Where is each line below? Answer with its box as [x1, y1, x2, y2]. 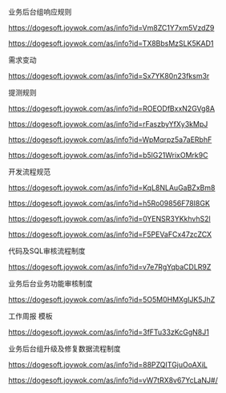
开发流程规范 [8, 167, 50, 176]
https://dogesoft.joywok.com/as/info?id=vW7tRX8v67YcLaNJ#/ [8, 375, 218, 385]
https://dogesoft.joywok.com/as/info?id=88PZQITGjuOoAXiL [8, 360, 208, 369]
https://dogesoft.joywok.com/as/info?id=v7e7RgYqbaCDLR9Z [8, 262, 212, 271]
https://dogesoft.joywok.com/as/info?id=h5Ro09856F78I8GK [8, 199, 211, 208]
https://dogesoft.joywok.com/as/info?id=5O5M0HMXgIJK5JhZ [8, 295, 216, 304]
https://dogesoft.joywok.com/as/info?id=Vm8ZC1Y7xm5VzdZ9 [8, 23, 215, 32]
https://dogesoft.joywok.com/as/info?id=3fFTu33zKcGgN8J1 [8, 327, 210, 337]
